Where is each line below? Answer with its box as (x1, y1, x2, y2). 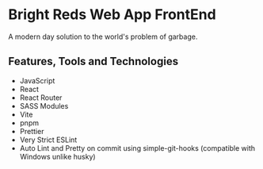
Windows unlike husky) (19, 152, 97, 161)
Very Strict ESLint (19, 135, 78, 144)
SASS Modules (19, 101, 69, 110)
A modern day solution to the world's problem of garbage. (8, 32, 198, 41)
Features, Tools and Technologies (8, 55, 179, 68)
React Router (19, 93, 63, 102)
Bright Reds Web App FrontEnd (8, 6, 216, 24)
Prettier (19, 126, 44, 136)
